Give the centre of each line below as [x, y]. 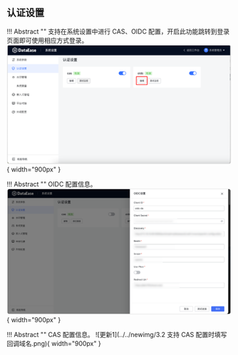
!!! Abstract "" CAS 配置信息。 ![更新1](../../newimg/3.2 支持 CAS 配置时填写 [117, 335]
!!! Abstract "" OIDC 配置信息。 [52, 184]
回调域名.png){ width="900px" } [54, 344]
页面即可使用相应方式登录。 [47, 40]
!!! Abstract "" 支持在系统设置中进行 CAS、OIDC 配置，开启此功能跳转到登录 [118, 31]
